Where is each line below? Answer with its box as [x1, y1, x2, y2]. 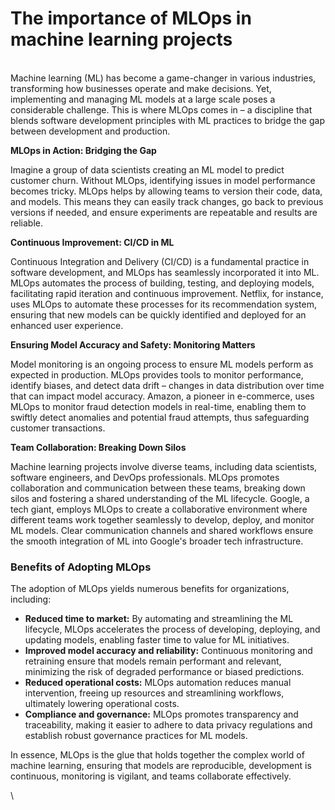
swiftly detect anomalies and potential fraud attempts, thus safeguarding [10, 411, 310, 423]
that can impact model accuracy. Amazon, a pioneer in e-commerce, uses [10, 390, 315, 402]
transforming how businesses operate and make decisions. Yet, [10, 82, 272, 94]
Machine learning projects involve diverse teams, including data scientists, [10, 460, 318, 472]
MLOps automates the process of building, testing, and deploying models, [10, 277, 315, 289]
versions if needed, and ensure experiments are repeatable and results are [10, 206, 318, 218]
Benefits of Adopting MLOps [10, 560, 152, 574]
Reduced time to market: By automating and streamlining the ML [24, 613, 294, 625]
